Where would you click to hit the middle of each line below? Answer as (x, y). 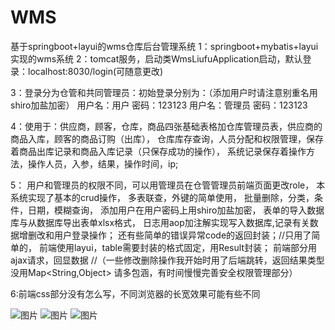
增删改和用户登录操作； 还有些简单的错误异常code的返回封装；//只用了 (165, 235)
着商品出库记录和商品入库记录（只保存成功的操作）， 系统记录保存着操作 (158, 151)
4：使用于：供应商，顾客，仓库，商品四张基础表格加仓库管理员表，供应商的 (166, 126)
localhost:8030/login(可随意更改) (95, 71)
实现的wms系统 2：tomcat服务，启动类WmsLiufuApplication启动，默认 (156, 58)
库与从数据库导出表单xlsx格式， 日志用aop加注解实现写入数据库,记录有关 (160, 222)
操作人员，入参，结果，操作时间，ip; (103, 163)
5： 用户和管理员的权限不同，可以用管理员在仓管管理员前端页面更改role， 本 (168, 185)
